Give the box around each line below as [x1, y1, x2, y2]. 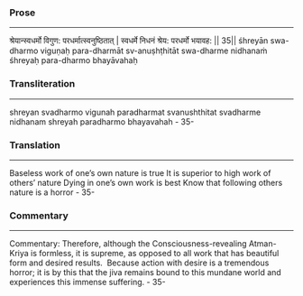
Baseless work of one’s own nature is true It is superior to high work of [9, 167, 271, 178]
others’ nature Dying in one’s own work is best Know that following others [9, 177, 283, 188]
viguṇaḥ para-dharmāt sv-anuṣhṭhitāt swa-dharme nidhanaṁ [40, 45, 268, 56]
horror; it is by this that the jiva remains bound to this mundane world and [9, 267, 281, 278]
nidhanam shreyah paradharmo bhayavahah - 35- [9, 116, 195, 127]
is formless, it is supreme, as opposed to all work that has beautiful [30, 248, 280, 259]
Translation [9, 138, 60, 151]
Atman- [248, 238, 277, 249]
